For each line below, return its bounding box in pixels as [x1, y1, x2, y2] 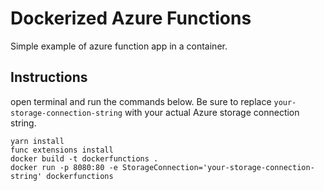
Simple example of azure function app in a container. [10, 40, 228, 52]
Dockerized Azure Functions [10, 7, 252, 30]
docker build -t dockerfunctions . [10, 153, 159, 164]
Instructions [10, 69, 88, 86]
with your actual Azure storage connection [124, 106, 300, 118]
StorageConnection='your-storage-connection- [121, 162, 315, 172]
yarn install [10, 136, 65, 146]
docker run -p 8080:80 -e [10, 162, 118, 172]
